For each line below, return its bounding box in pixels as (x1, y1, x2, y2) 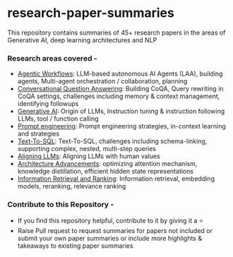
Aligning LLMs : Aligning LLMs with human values (17, 152, 160, 160)
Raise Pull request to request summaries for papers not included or (17, 226, 213, 234)
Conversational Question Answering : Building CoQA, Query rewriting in (17, 85, 224, 93)
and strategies (17, 129, 60, 138)
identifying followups (17, 100, 79, 108)
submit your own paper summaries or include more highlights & (17, 234, 203, 242)
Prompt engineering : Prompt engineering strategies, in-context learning (17, 122, 226, 131)
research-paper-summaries (7, 5, 174, 21)
